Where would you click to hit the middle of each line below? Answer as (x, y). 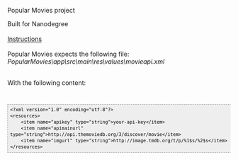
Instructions (25, 39)
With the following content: (47, 83)
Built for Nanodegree (38, 24)
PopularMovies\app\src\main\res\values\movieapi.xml (86, 62)
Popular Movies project (41, 10)
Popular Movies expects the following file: (68, 54)
